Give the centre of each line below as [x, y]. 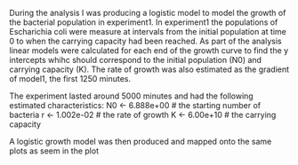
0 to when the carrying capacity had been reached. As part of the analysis [145, 41]
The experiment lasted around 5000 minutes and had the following [131, 96]
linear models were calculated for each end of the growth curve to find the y [149, 51]
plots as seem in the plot [54, 151]
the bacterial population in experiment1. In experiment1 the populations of [144, 22]
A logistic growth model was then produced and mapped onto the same [141, 141]
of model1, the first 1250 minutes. [70, 79]
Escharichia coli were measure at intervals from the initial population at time [148, 31]
